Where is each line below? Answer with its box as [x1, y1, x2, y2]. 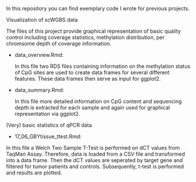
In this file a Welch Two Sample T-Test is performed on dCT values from [6, 145, 180, 151]
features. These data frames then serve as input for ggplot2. [14, 75, 161, 82]
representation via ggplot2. [14, 111, 80, 117]
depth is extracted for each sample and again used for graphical [14, 104, 170, 111]
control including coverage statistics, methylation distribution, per [6, 34, 165, 40]
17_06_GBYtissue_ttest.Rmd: [14, 133, 82, 140]
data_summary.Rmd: [14, 87, 65, 93]
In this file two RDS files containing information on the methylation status [14, 63, 191, 70]
